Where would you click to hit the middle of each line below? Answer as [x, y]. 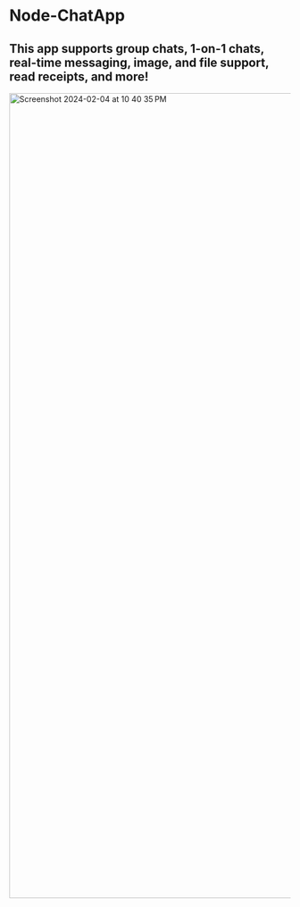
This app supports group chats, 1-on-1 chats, [137, 49]
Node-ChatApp [67, 16]
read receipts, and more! [79, 76]
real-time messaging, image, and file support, [139, 62]
